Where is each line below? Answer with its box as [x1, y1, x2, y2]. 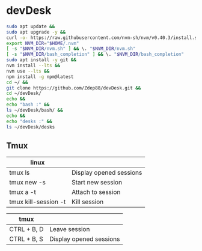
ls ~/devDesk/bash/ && [6, 107, 63, 113]
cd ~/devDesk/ [6, 91, 42, 97]
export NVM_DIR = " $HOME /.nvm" [6, 40, 79, 46]
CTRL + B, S [9, 235, 43, 243]
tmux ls [9, 169, 30, 177]
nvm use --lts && [6, 68, 50, 74]
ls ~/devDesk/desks [6, 124, 55, 130]
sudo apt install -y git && [6, 57, 77, 63]
